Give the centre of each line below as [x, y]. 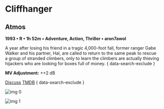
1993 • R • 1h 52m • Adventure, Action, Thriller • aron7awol [66, 38]
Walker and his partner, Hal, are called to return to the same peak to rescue [81, 53]
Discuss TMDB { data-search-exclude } [45, 82]
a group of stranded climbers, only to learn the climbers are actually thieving [82, 58]
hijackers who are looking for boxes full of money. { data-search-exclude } [80, 64]
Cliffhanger [29, 9]
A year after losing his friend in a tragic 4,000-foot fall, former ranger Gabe [81, 48]
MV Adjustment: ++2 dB [30, 73]
